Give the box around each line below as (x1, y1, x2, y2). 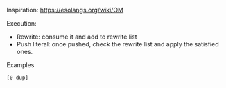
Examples (6, 61, 35, 69)
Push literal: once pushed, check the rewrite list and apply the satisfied (16, 40, 219, 48)
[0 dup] (6, 74, 29, 81)
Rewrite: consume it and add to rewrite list (16, 33, 137, 41)
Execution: (6, 19, 37, 27)
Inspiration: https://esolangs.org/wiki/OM (6, 6, 124, 14)
